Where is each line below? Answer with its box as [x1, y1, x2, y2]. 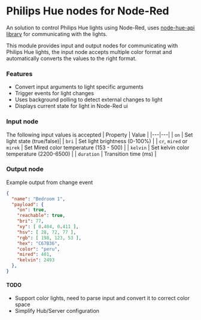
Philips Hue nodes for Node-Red [6, 4, 169, 18]
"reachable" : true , [17, 213, 66, 219]
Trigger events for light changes [14, 90, 95, 97]
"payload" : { [11, 201, 44, 207]
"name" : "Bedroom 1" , [11, 196, 66, 202]
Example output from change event [6, 179, 93, 186]
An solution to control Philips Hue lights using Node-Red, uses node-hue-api [6, 24, 195, 31]
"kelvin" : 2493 [17, 257, 55, 263]
